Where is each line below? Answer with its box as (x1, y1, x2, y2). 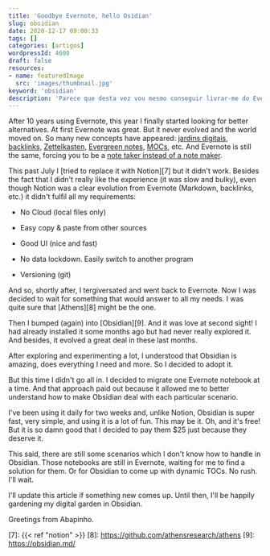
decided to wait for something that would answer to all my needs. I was (8, 294, 244, 304)
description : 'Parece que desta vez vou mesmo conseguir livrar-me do (8, 94, 250, 102)
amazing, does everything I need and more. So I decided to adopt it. (8, 359, 233, 369)
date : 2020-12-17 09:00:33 (8, 27, 99, 35)
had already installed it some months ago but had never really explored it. (8, 327, 252, 337)
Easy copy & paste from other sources (19, 223, 147, 233)
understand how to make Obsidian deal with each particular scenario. (8, 392, 239, 402)
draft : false (8, 57, 52, 65)
